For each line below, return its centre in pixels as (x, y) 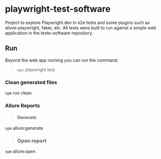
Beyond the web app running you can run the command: (62, 60)
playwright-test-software (58, 9)
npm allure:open (20, 151)
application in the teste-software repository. (49, 33)
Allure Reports (22, 105)
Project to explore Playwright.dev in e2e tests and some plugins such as (77, 23)
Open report (32, 141)
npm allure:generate (24, 128)
